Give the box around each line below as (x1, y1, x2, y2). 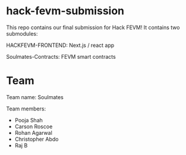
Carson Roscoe (14, 123, 53, 130)
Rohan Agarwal (14, 129, 52, 136)
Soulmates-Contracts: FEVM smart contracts (6, 53, 116, 60)
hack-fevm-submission (6, 4, 125, 18)
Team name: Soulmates (6, 93, 64, 100)
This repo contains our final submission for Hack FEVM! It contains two (6, 24, 180, 31)
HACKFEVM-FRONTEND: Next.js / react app (6, 42, 115, 49)
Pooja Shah (14, 116, 43, 124)
